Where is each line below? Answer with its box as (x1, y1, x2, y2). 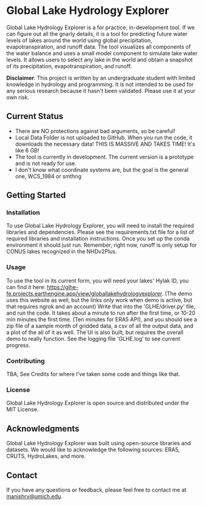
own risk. (6, 94, 29, 101)
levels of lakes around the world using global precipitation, (6, 36, 153, 44)
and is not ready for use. (15, 159, 77, 167)
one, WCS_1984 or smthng (15, 173, 82, 180)
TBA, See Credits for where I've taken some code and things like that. (6, 371, 180, 378)
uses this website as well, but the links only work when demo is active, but (6, 296, 192, 304)
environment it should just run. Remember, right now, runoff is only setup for (6, 241, 197, 249)
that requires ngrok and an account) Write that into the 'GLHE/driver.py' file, (6, 303, 195, 310)
